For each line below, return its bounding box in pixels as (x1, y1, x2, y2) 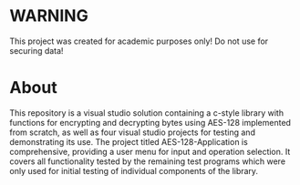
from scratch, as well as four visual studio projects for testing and (9, 127, 255, 138)
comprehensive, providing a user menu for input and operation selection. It (9, 146, 291, 157)
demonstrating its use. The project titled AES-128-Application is (9, 136, 248, 147)
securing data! (9, 45, 64, 56)
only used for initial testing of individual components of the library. (9, 165, 258, 176)
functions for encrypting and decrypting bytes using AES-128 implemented (9, 117, 292, 128)
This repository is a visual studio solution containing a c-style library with (9, 107, 284, 118)
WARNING (9, 5, 88, 26)
